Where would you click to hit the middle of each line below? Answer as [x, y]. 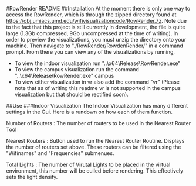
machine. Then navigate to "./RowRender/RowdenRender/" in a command [94, 46]
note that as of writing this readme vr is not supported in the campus [97, 88]
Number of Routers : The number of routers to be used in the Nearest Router [99, 123]
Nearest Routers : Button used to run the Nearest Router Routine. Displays [95, 141]
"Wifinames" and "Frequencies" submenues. [60, 153]
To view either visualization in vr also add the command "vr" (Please [97, 82]
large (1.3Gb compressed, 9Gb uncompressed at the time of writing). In [92, 33]
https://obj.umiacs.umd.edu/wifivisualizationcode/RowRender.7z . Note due [96, 21]
